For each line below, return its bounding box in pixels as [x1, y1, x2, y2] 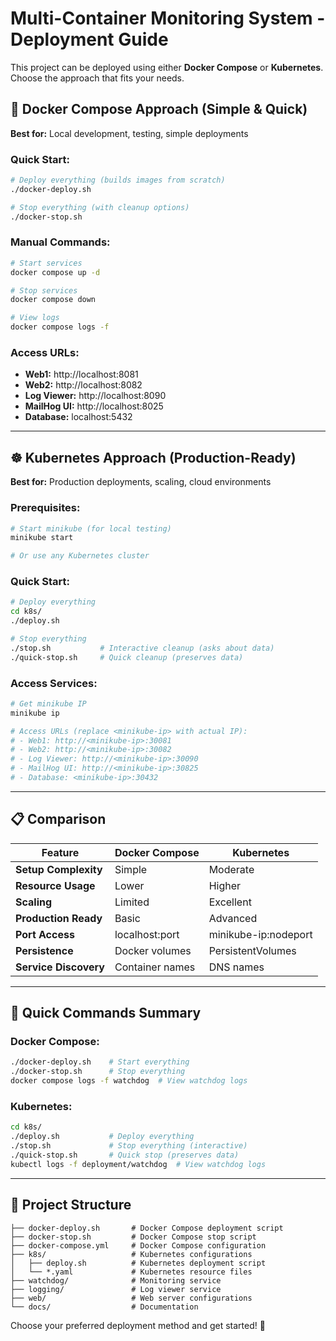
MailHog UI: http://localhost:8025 [24, 400, 164, 412]
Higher [208, 878, 242, 892]
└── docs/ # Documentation [10, 1302, 199, 1312]
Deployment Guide [10, 28, 169, 51]
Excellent [208, 895, 252, 909]
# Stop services [10, 285, 78, 296]
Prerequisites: [10, 501, 81, 515]
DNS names [208, 960, 265, 974]
